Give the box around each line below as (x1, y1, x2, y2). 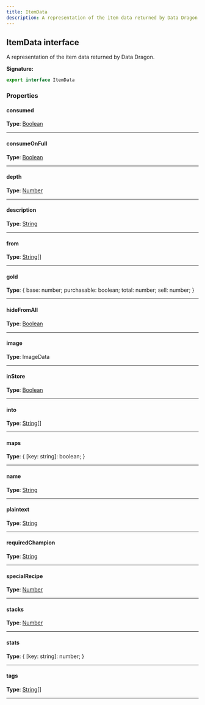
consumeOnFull (6, 140, 48, 147)
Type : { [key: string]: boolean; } (6, 453, 85, 460)
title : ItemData (6, 9, 48, 15)
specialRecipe (6, 572, 43, 580)
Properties (6, 92, 38, 100)
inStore (6, 373, 26, 380)
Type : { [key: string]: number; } (6, 653, 84, 660)
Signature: (6, 65, 34, 73)
